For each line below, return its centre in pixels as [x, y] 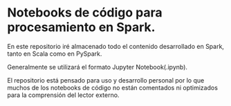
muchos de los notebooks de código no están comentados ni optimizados [112, 87]
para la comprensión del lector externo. [63, 95]
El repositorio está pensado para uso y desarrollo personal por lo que [106, 80]
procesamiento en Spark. [81, 27]
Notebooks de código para [85, 13]
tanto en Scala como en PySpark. [55, 54]
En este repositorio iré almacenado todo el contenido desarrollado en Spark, [116, 46]
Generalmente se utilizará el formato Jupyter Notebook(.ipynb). [98, 67]
